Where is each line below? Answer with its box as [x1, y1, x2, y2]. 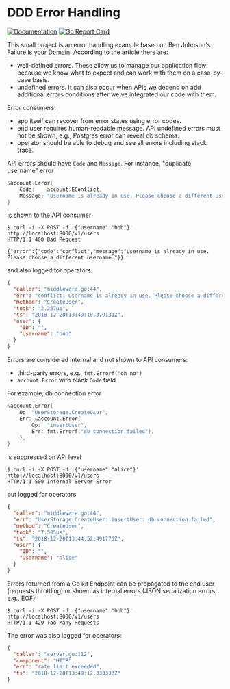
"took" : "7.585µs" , [13, 529, 69, 536]
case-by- [196, 68, 223, 77]
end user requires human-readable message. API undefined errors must [16, 124, 220, 132]
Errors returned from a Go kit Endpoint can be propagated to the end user [7, 580, 215, 588]
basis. [32, 75, 50, 83]
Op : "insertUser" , [31, 421, 88, 428]
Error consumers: [7, 103, 56, 112]
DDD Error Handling [7, 5, 121, 21]
